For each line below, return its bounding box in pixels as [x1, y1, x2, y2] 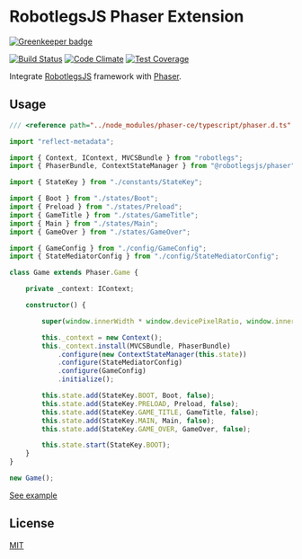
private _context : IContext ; [25, 285, 135, 294]
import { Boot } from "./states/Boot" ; [9, 194, 159, 203]
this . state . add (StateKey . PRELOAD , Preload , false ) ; [41, 399, 240, 408]
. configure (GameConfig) [57, 367, 147, 376]
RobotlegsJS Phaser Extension [9, 6, 244, 27]
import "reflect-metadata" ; [9, 137, 115, 146]
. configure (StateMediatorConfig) [57, 358, 182, 368]
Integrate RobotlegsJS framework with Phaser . [9, 70, 182, 82]
